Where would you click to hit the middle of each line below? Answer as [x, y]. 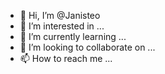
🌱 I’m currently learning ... [73, 36]
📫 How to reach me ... [66, 58]
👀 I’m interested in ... [62, 26]
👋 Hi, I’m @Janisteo [60, 15]
